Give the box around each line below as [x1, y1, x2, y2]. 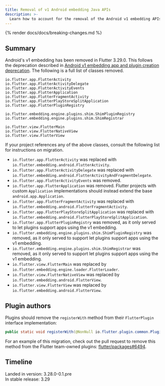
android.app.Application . [12, 193, 65, 199]
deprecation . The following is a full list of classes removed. [5, 67, 124, 74]
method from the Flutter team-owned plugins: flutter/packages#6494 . [5, 343, 147, 350]
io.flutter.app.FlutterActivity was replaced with [12, 157, 117, 162]
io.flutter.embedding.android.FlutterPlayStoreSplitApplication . [12, 214, 148, 220]
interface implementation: [5, 320, 57, 325]
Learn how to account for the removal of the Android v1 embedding [9, 16, 151, 21]
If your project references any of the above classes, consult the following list [5, 142, 160, 148]
